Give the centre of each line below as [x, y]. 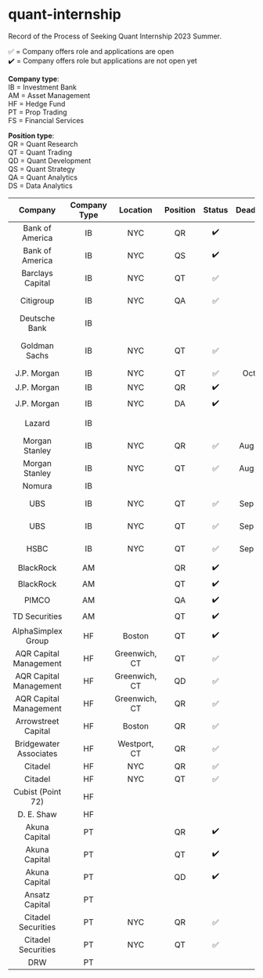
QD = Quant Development [50, 160]
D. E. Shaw [37, 814]
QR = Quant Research [43, 144]
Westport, [136, 743]
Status [216, 209]
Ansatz [38, 894]
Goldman [38, 345]
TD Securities [37, 616]
